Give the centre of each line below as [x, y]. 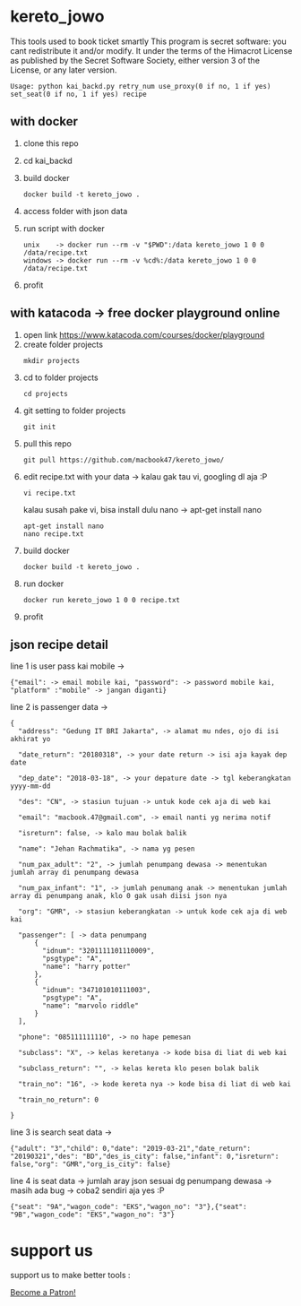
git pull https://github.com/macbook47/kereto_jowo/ [124, 460]
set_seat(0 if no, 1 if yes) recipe [78, 94]
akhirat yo [30, 739]
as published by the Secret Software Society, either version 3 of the [135, 60]
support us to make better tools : [70, 1276]
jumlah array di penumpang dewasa [75, 873]
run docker [43, 584]
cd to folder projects [60, 377]
